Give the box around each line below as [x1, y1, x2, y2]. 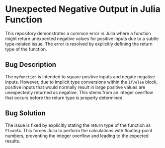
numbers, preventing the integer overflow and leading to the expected [5, 133, 149, 139]
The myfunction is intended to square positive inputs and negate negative [5, 73, 155, 80]
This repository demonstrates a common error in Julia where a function [5, 30, 152, 36]
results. [5, 138, 21, 144]
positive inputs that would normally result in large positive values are [5, 84, 146, 90]
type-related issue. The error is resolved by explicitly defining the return [5, 41, 153, 47]
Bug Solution [5, 109, 46, 117]
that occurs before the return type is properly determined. [5, 95, 124, 100]
